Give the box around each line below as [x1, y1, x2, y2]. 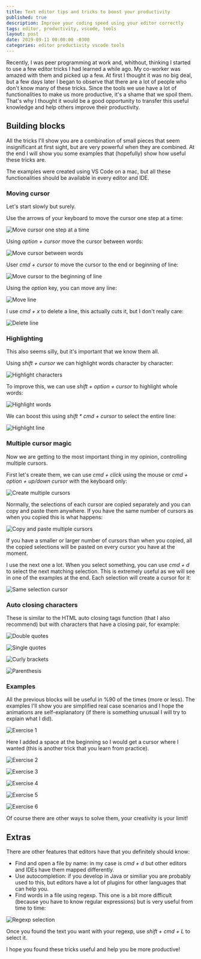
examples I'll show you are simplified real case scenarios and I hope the [6, 702, 184, 709]
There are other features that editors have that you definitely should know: [6, 848, 190, 855]
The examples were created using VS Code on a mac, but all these [6, 168, 171, 175]
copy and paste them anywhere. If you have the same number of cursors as [6, 507, 194, 514]
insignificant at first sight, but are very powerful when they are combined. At [6, 143, 195, 150]
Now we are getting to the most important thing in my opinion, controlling [6, 453, 187, 460]
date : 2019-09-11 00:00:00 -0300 [6, 37, 90, 43]
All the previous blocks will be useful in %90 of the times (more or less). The [6, 696, 195, 703]
